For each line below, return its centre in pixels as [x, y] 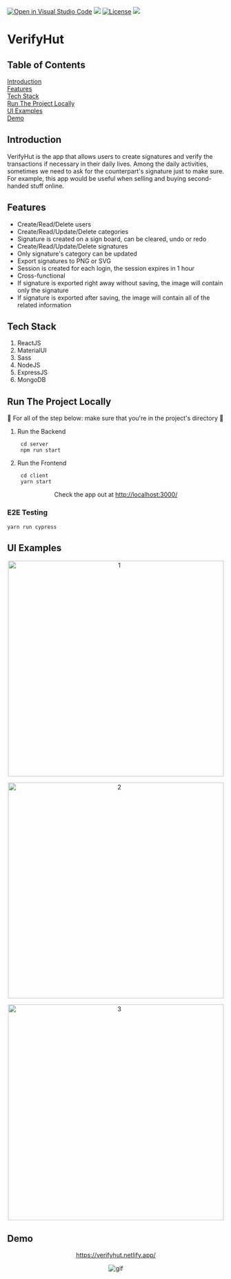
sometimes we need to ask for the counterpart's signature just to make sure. [115, 171]
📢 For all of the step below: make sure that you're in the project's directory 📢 [115, 419]
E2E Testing [28, 512]
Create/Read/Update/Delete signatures [72, 246]
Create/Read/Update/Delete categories [73, 231]
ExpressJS [32, 372]
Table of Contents [47, 65]
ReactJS [29, 343]
